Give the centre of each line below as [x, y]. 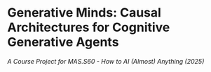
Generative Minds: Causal [84, 13]
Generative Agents [63, 42]
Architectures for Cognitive [89, 27]
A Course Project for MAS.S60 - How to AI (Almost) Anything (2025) [106, 61]
